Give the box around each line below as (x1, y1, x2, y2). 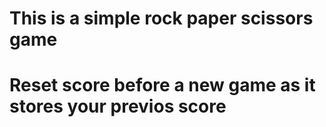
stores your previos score (9, 95, 227, 118)
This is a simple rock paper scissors (9, 7, 314, 30)
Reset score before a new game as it (9, 74, 316, 97)
